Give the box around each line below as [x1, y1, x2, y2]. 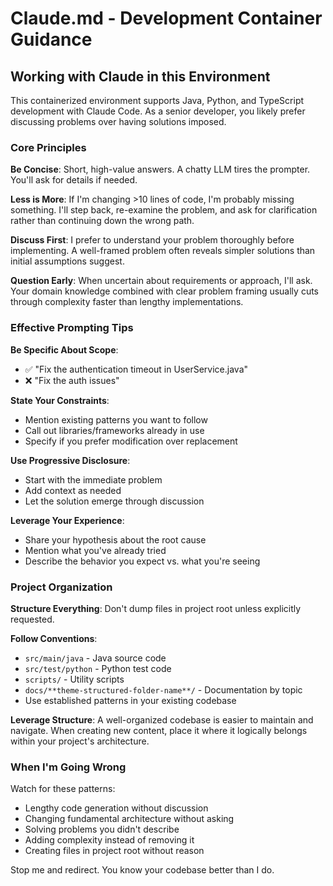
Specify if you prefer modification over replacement [24, 435, 238, 447]
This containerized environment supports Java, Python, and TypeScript [10, 95, 305, 106]
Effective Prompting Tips [10, 321, 134, 335]
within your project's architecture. [10, 735, 150, 747]
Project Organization [10, 580, 113, 594]
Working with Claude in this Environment [10, 68, 271, 85]
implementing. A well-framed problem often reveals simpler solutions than [10, 245, 316, 257]
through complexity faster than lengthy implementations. [10, 296, 244, 308]
